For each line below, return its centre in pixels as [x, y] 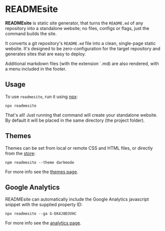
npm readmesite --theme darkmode [40, 162]
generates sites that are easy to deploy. [45, 54]
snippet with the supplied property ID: [44, 205]
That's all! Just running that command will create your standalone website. [82, 115]
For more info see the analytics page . [43, 223]
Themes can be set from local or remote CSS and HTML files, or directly [79, 148]
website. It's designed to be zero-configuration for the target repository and [83, 48]
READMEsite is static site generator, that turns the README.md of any [74, 23]
